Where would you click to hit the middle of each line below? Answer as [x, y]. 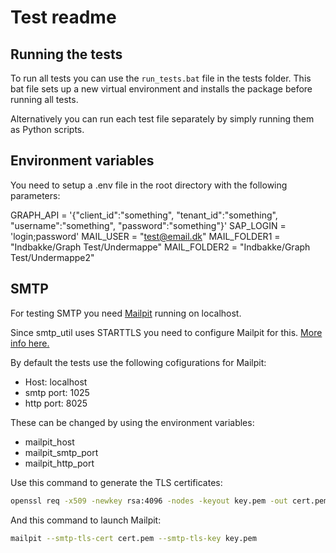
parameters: [35, 195]
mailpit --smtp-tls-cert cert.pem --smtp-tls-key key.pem [133, 538]
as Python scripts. [47, 129]
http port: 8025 [56, 403]
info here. [30, 343]
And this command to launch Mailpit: [86, 520]
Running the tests [66, 54]
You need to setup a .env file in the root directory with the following [149, 185]
